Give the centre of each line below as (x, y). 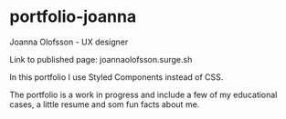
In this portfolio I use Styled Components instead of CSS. (117, 77)
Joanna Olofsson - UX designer (69, 42)
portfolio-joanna (73, 17)
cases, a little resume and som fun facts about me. (105, 104)
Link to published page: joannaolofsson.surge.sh (101, 59)
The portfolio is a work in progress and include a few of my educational (143, 94)
